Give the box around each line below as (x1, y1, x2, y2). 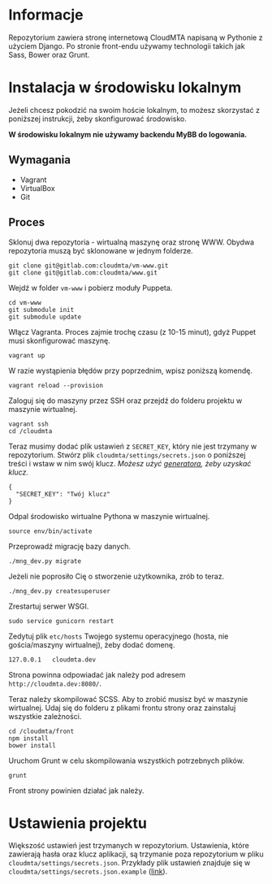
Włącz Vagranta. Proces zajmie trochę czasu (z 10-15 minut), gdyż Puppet (8, 327, 257, 336)
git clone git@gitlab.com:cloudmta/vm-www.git (8, 262, 169, 270)
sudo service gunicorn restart (8, 617, 114, 625)
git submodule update (8, 313, 82, 321)
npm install (8, 734, 49, 743)
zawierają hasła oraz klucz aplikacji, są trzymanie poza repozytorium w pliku (8, 849, 264, 859)
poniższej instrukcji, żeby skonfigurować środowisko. (8, 114, 187, 123)
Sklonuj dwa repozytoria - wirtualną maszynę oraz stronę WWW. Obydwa (8, 237, 254, 247)
